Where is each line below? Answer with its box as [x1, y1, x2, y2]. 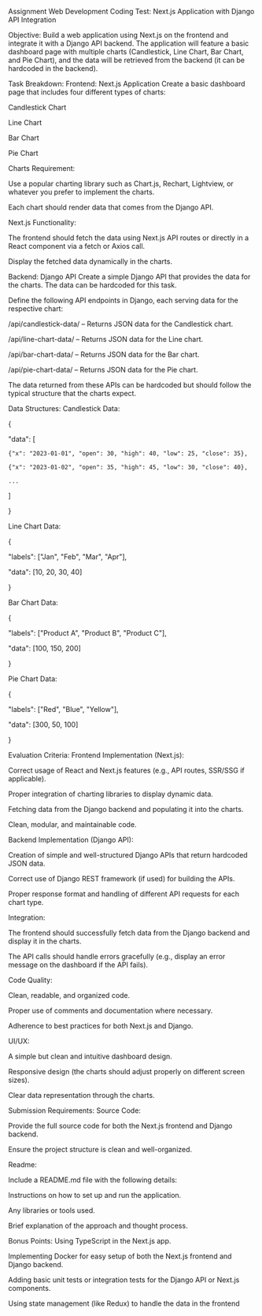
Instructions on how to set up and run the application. [8, 1191, 182, 1199]
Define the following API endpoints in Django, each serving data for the [8, 295, 238, 305]
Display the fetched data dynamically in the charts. [8, 257, 173, 266]
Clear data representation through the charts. [8, 1091, 155, 1099]
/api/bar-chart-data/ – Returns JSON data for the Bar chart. [8, 350, 200, 359]
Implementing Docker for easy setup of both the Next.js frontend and [8, 1251, 232, 1261]
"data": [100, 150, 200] [8, 643, 81, 653]
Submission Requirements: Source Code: [8, 1106, 142, 1115]
